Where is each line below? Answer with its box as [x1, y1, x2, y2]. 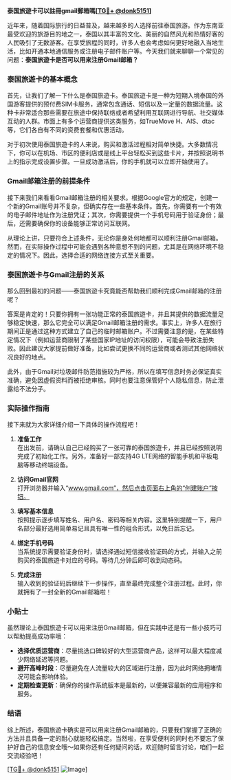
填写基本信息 [16, 507, 54, 515]
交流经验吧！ [7, 751, 43, 759]
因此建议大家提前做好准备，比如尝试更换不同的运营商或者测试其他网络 [19, 344, 218, 353]
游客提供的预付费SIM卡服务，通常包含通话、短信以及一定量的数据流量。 [12, 100, 217, 109]
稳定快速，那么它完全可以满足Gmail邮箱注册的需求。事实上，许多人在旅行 [12, 318, 222, 326]
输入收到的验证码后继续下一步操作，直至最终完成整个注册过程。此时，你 [16, 579, 222, 588]
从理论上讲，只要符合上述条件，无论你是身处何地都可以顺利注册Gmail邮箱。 [7, 234, 222, 242]
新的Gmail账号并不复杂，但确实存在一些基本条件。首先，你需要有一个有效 [12, 202, 222, 210]
